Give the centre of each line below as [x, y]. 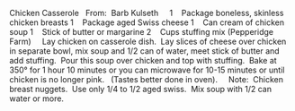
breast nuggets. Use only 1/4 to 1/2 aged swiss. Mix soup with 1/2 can [141, 89]
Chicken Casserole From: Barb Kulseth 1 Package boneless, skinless [147, 13]
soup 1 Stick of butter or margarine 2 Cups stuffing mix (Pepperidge [142, 32]
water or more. [37, 98]
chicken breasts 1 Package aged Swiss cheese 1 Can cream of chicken [147, 22]
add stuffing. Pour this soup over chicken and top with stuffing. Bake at [143, 60]
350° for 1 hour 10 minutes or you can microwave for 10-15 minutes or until [147, 70]
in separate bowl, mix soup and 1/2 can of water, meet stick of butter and [145, 51]
